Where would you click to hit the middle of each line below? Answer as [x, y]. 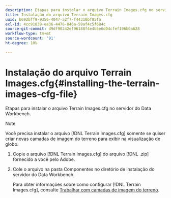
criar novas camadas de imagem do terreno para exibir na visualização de [83, 139]
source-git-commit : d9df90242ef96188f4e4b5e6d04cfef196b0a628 [73, 29]
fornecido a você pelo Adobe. [44, 159]
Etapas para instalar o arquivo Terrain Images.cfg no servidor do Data [78, 108]
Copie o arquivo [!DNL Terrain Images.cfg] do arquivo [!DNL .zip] [81, 154]
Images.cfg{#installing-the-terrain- [82, 83]
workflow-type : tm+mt [28, 34]
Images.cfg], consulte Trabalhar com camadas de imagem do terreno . [86, 190]
